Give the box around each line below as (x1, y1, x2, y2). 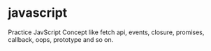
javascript (8, 5, 68, 21)
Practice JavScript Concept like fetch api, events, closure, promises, (8, 28, 205, 36)
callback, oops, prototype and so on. (8, 35, 114, 43)
